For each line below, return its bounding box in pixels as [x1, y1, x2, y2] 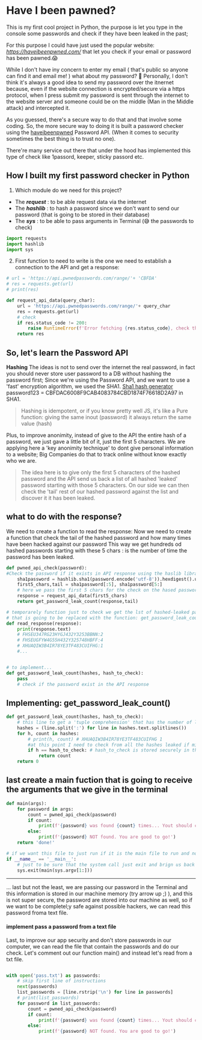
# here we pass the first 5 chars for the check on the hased [17, 587, 176, 593]
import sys [6, 246, 34, 252]
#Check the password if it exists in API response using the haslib [6, 570, 182, 577]
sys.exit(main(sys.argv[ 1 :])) [17, 867, 93, 873]
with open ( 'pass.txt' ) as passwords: [6, 972, 101, 979]
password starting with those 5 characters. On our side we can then [20, 482, 189, 489]
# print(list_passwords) [17, 995, 79, 1001]
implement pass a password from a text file [6, 923, 117, 930]
